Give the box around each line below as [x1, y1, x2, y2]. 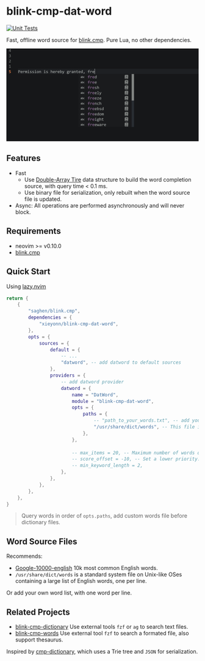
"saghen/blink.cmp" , [28, 308, 81, 314]
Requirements [6, 226, 61, 236]
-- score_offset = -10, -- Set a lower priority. [71, 456, 201, 462]
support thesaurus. [15, 636, 63, 643]
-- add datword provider [60, 378, 124, 385]
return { [6, 295, 29, 302]
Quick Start [6, 267, 51, 277]
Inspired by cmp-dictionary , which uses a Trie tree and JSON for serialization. [6, 648, 198, 656]
